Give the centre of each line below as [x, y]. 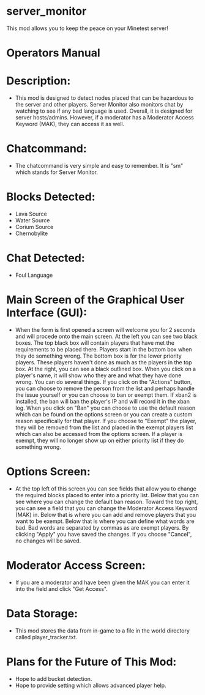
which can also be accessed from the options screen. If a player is [99, 434]
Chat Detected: [46, 258]
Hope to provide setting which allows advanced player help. [91, 685]
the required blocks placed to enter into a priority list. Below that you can [107, 495]
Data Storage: [42, 613]
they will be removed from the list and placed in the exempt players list [104, 427]
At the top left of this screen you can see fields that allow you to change [106, 489]
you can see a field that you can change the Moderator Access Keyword [106, 508]
